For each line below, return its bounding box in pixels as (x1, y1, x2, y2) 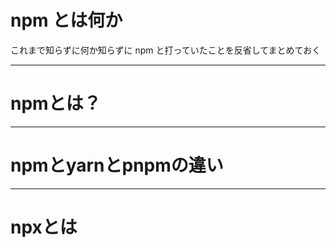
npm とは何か (10, 9, 123, 32)
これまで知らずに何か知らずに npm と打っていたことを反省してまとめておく (10, 44, 322, 56)
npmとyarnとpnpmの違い (10, 154, 224, 177)
